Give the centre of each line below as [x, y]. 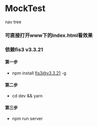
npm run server [27, 119]
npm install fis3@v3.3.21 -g [39, 73]
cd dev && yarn [27, 96]
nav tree [13, 22]
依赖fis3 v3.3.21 [24, 49]
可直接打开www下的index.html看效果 [49, 35]
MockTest [25, 8]
